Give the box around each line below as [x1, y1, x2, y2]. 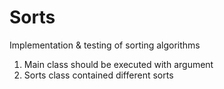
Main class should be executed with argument [23, 58, 214, 70]
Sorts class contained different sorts [23, 69, 174, 81]
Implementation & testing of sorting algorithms [9, 39, 201, 51]
